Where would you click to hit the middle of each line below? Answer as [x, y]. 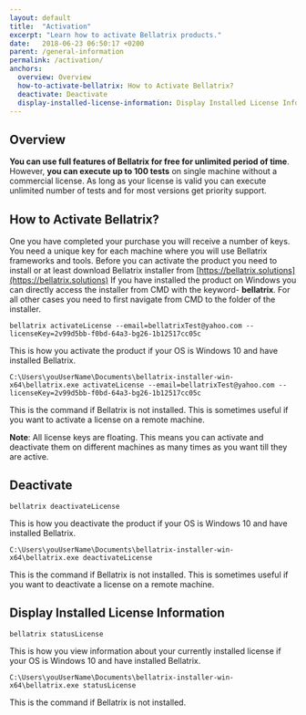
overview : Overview [55, 78]
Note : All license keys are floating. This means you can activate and [137, 437]
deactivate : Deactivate [62, 94]
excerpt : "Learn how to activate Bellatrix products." [116, 35]
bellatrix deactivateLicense [65, 506]
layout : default [40, 18]
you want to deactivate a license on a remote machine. [112, 584]
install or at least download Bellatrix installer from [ [105, 270]
